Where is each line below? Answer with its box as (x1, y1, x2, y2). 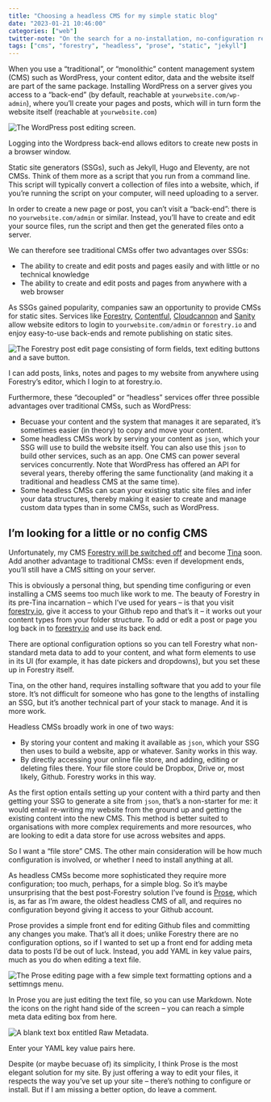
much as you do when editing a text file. (8, 955, 141, 965)
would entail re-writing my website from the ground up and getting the (8, 804, 242, 814)
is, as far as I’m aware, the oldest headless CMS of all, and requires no (8, 896, 242, 906)
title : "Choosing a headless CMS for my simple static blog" (8, 11, 219, 20)
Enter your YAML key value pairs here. (8, 1043, 135, 1053)
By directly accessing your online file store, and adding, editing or (19, 754, 239, 764)
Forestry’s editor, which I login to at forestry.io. (8, 377, 163, 386)
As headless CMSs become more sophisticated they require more (8, 870, 227, 880)
